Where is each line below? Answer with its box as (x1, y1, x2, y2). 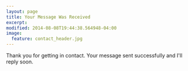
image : (6, 31, 22, 36)
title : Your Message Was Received (6, 14, 91, 20)
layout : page (6, 8, 38, 15)
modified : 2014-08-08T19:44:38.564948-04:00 (6, 25, 117, 31)
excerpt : (6, 19, 28, 25)
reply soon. (6, 58, 33, 65)
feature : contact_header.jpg (11, 36, 83, 42)
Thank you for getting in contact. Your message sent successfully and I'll (6, 52, 183, 59)
